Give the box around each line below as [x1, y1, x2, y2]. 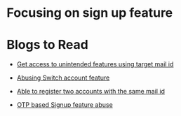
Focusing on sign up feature [6, 5, 173, 21]
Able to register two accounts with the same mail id [16, 87, 166, 96]
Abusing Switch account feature [16, 73, 110, 82]
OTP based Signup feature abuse [16, 101, 113, 109]
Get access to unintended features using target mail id [16, 60, 174, 68]
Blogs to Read [6, 37, 88, 53]
